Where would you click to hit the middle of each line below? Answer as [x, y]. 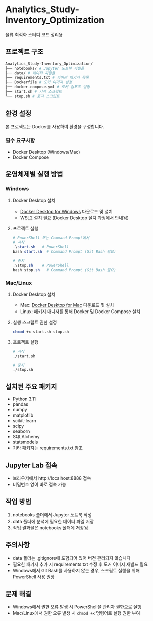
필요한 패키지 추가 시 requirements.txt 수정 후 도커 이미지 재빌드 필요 [80, 564]
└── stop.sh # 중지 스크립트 [33, 96]
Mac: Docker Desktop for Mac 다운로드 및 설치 [67, 305]
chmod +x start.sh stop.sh [41, 332]
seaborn [21, 431]
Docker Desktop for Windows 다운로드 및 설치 [66, 211]
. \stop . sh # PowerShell [41, 265]
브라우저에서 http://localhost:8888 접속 [52, 478]
